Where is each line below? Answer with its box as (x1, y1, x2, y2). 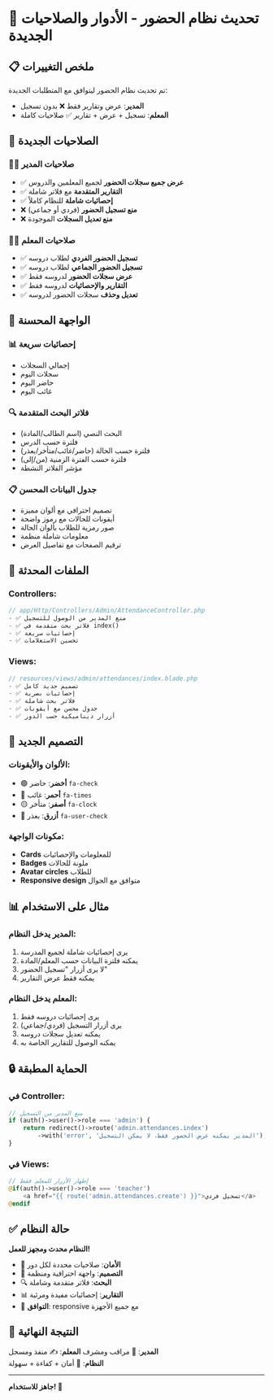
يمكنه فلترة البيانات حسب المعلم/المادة (19, 955, 138, 965)
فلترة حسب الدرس (19, 437, 79, 447)
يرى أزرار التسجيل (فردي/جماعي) (19, 1020, 122, 1030)
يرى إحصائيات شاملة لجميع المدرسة (19, 947, 128, 957)
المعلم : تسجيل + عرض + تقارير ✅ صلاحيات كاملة (19, 111, 169, 120)
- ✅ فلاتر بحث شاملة (8, 697, 76, 705)
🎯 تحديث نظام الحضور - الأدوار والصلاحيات (8, 9, 259, 28)
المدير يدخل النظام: (8, 928, 77, 940)
